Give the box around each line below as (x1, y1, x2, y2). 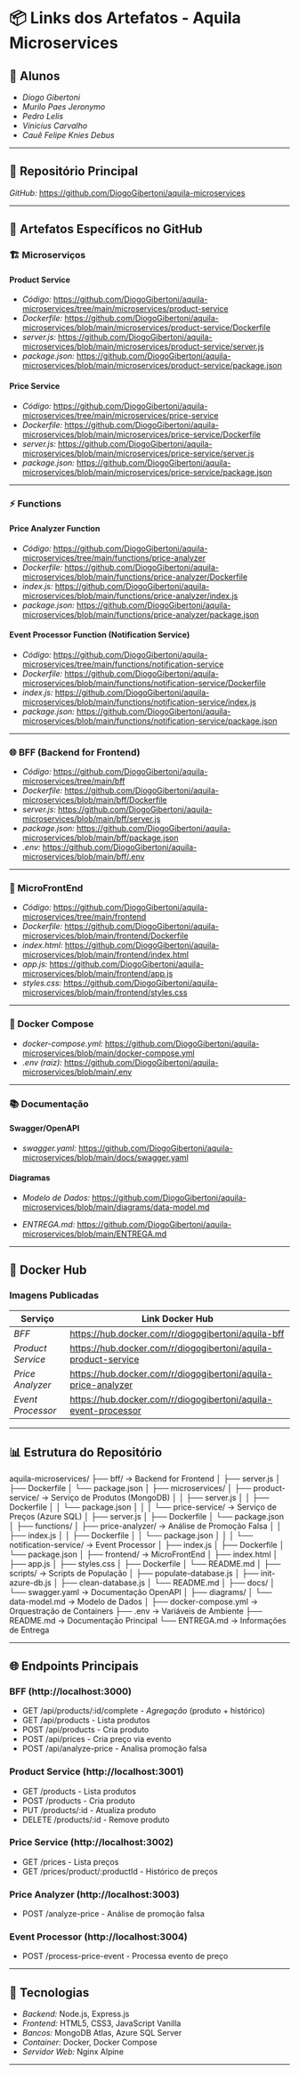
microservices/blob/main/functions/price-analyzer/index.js (21, 590, 238, 601)
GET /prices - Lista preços (21, 1856, 119, 1867)
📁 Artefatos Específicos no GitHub (9, 222, 203, 237)
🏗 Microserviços (9, 249, 86, 262)
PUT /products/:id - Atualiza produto (21, 1804, 157, 1815)
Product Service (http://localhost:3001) (9, 1765, 184, 1778)
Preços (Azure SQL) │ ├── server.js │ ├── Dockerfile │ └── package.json (9, 1511, 285, 1521)
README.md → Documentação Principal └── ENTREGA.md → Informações (9, 1615, 287, 1625)
